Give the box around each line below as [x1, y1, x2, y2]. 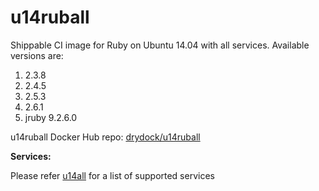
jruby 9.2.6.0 [24, 111, 78, 123]
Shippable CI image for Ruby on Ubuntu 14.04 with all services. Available [10, 39, 310, 51]
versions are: [10, 49, 64, 61]
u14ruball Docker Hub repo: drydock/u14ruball [10, 131, 201, 143]
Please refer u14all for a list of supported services [10, 169, 215, 181]
